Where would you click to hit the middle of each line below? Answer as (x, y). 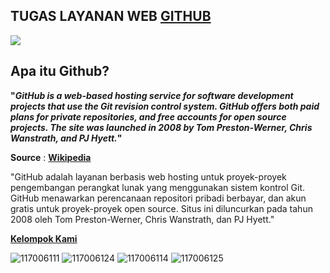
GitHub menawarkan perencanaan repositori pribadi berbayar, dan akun (158, 198)
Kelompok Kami (44, 238)
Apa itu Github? (60, 71)
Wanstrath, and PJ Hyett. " (66, 138)
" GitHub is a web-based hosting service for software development (152, 95)
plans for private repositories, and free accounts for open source (148, 116)
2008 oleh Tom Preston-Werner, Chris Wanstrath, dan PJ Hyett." (142, 219)
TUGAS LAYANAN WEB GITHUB (111, 16)
